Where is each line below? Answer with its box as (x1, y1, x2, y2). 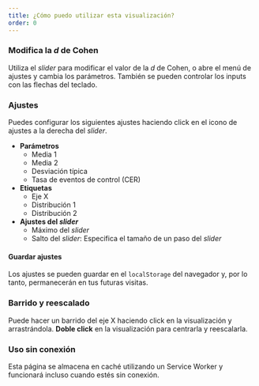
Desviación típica (31, 167, 88, 176)
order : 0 (8, 19, 37, 27)
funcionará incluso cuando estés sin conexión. (8, 369, 160, 380)
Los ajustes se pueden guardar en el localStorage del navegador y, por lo (8, 270, 248, 279)
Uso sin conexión (8, 343, 77, 354)
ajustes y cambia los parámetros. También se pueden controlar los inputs (8, 71, 246, 81)
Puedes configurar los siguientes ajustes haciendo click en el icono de (8, 118, 238, 127)
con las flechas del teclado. (8, 80, 98, 89)
